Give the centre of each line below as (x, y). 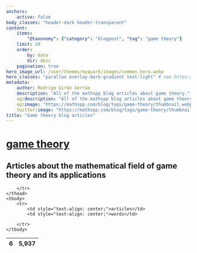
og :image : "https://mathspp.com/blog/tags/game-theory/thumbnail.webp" (106, 104)
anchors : (17, 11)
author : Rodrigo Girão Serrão (54, 88)
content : (17, 28)
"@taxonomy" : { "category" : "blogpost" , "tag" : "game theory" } (105, 39)
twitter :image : (35, 110)
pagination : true (38, 66)
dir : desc (39, 60)
